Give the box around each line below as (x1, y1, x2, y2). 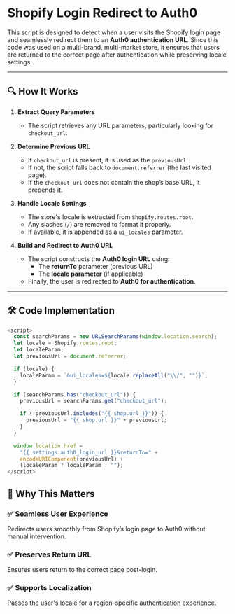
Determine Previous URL (17, 142, 90, 151)
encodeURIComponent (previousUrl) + (20, 455, 124, 463)
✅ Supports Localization (7, 583, 92, 593)
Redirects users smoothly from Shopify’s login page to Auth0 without (7, 524, 206, 533)
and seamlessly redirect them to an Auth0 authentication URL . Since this (7, 35, 219, 43)
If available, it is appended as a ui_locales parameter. (27, 228, 183, 236)
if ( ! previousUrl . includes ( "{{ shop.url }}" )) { (20, 410, 164, 417)
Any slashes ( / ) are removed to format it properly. (27, 220, 171, 228)
